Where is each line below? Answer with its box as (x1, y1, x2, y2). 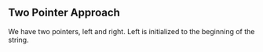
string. (8, 35, 29, 44)
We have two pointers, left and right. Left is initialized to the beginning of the (8, 26, 255, 36)
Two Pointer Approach (8, 6, 120, 19)
